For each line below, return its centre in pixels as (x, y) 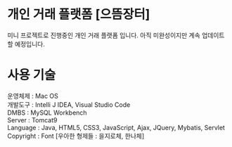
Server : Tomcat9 (32, 120)
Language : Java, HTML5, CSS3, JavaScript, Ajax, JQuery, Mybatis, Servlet (116, 127)
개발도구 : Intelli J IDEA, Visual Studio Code (69, 104)
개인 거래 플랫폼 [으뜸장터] (79, 14)
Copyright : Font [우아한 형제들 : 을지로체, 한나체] (76, 136)
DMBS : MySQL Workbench (47, 113)
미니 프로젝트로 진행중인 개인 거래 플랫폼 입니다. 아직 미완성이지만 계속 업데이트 (116, 35)
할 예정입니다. (26, 44)
